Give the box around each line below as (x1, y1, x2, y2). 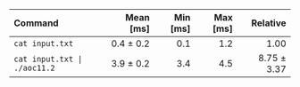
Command (13, 17, 60, 29)
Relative (251, 17, 287, 29)
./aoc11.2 (13, 63, 55, 73)
